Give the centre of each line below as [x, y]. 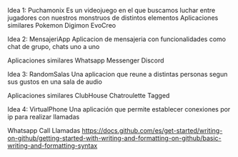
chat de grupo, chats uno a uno [54, 47]
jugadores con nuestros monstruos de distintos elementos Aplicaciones [113, 18]
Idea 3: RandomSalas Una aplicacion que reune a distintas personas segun [118, 74]
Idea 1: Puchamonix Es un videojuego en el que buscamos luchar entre [111, 10]
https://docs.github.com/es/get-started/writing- [152, 130]
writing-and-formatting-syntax [53, 146]
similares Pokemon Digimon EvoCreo [62, 25]
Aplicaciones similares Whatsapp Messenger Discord [86, 60]
